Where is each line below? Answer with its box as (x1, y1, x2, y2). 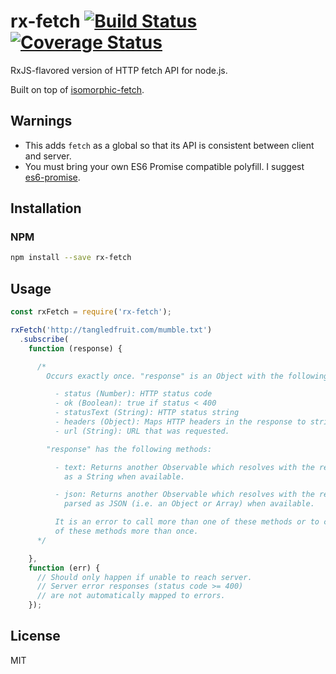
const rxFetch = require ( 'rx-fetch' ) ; (10, 307, 172, 317)
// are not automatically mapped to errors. (36, 591, 226, 601)
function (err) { (28, 563, 101, 573)
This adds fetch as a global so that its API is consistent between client (24, 139, 315, 151)
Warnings (10, 113, 73, 130)
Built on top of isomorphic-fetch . (10, 83, 145, 95)
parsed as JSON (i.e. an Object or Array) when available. (63, 499, 315, 509)
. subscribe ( (19, 334, 70, 344)
